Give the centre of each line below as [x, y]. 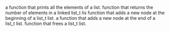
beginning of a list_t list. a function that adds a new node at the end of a [80, 18]
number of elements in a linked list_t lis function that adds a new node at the [85, 13]
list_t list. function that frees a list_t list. [46, 23]
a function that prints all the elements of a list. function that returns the [79, 7]
